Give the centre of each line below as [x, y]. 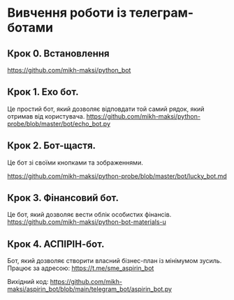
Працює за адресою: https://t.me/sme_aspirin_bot [81, 268]
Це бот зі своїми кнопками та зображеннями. [75, 163]
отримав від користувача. [46, 116]
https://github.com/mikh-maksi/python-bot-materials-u [87, 222]
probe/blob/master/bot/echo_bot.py [59, 123]
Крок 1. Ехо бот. [43, 92]
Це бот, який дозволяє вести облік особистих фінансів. [89, 215]
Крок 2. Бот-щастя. [52, 145]
